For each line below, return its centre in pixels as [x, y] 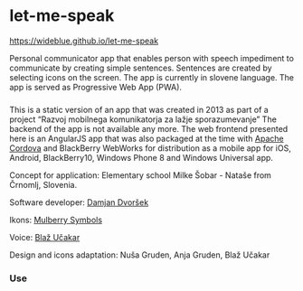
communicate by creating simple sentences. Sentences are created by [141, 68]
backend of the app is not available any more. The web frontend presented [149, 128]
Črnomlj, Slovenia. [43, 184]
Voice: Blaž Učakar [45, 237]
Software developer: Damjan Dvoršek [79, 202]
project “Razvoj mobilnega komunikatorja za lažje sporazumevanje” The [143, 119]
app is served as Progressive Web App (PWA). [96, 87]
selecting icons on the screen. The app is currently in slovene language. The [152, 77]
